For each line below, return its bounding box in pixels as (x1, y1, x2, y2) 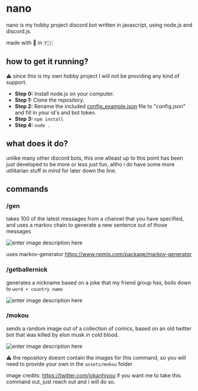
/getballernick (6, 266, 48, 274)
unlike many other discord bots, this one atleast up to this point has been (6, 154, 183, 161)
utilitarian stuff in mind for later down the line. (6, 167, 117, 174)
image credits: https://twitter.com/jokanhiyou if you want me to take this (6, 371, 181, 379)
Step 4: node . (14, 121, 51, 128)
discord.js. (6, 27, 32, 34)
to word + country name (6, 285, 63, 292)
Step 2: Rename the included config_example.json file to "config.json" (14, 102, 186, 109)
